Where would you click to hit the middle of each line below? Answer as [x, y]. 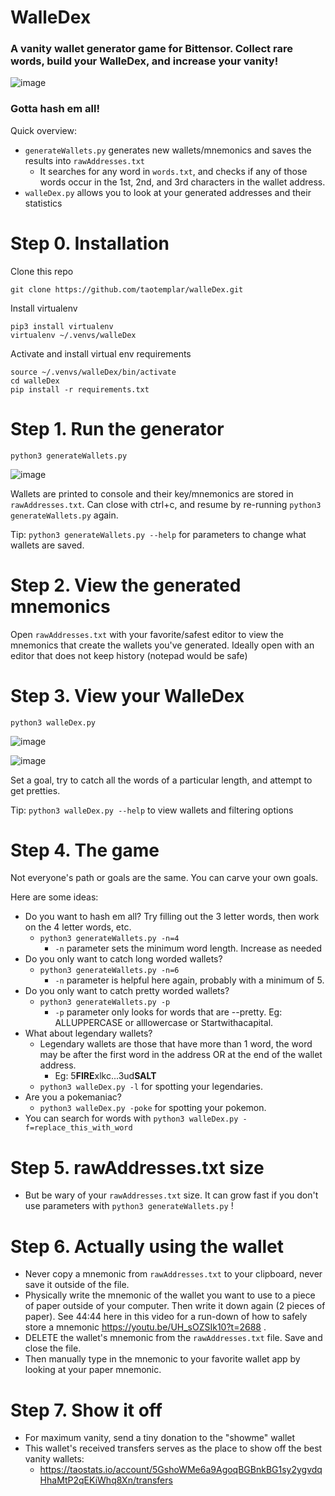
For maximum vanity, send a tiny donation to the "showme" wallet [160, 1438]
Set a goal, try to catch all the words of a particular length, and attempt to [161, 780]
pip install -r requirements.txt [80, 389]
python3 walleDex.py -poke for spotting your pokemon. [153, 1108]
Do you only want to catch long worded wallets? [123, 959]
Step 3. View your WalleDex [127, 695]
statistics [43, 203]
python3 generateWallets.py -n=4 [109, 939]
